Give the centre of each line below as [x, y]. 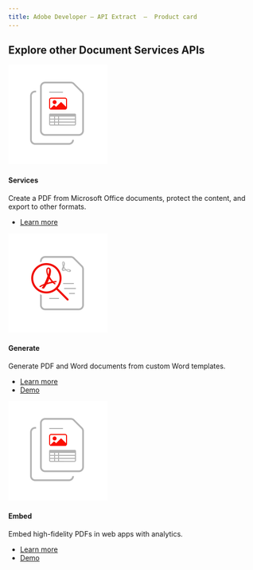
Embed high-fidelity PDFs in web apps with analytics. [95, 534]
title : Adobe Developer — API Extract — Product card [103, 17]
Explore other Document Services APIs [107, 51]
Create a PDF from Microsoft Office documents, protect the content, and [127, 198]
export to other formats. [47, 206]
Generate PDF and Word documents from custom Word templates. [117, 366]
